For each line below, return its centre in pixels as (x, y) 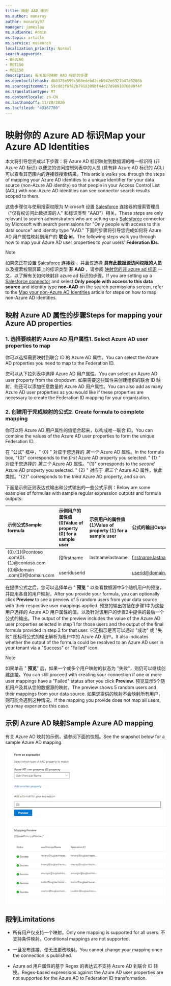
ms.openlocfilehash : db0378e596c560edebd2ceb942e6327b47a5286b (74, 81)
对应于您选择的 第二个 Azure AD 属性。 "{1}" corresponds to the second (80, 464)
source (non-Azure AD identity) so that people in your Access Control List (83, 185)
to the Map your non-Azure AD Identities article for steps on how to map (81, 292)
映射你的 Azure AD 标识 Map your (75, 135)
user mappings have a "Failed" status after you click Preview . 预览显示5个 (83, 681)
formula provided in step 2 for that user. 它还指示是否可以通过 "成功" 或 (80, 630)
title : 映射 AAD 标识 (27, 11)
